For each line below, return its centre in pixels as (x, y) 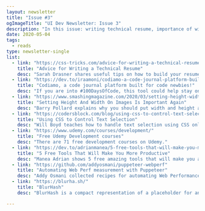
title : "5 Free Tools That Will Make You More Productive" (94, 153)
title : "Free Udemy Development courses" (70, 137)
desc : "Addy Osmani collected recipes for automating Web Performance (109, 176)
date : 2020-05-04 (28, 35)
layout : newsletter (31, 12)
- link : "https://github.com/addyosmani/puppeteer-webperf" (90, 165)
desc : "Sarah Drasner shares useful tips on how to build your (99, 74)
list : (13, 57)
